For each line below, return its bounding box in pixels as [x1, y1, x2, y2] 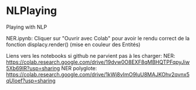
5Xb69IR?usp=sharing [6, 64, 60, 71]
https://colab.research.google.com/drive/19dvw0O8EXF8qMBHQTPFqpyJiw [6, 58, 190, 65]
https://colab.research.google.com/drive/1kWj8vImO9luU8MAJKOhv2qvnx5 [6, 71, 190, 78]
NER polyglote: [61, 64, 97, 71]
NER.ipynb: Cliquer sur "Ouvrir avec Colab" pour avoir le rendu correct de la [6, 34, 190, 41]
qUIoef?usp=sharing [6, 77, 56, 84]
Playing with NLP [6, 23, 48, 30]
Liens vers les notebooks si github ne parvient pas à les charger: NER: [6, 52, 175, 59]
